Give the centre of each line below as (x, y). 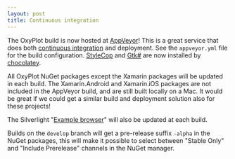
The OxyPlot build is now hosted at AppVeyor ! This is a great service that (113, 40)
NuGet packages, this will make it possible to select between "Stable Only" (116, 140)
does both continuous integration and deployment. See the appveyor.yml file (118, 48)
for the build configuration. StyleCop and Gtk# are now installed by (104, 55)
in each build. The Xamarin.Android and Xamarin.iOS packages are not (109, 83)
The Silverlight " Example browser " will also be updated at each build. (107, 119)
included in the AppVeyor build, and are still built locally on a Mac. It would (115, 91)
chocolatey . (24, 62)
